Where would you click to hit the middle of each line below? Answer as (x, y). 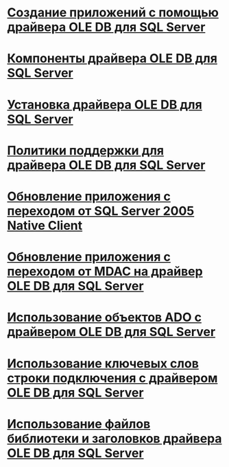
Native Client (45, 225)
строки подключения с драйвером (112, 378)
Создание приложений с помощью (113, 13)
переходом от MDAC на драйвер (105, 272)
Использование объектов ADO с (105, 318)
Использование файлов (79, 424)
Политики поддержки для (86, 151)
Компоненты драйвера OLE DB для (112, 59)
